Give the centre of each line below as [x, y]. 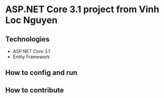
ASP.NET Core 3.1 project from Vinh [82, 9]
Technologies [28, 39]
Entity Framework [31, 57]
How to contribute [35, 90]
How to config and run [41, 73]
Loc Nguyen [31, 20]
